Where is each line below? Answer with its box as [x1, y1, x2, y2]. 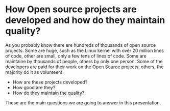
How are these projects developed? [12, 79, 88, 85]
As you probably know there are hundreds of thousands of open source [5, 42, 156, 48]
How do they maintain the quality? [12, 90, 85, 96]
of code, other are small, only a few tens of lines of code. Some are [5, 52, 147, 59]
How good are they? [12, 84, 56, 90]
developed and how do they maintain [5, 14, 165, 26]
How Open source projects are [5, 4, 137, 15]
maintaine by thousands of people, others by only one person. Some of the [5, 58, 163, 64]
